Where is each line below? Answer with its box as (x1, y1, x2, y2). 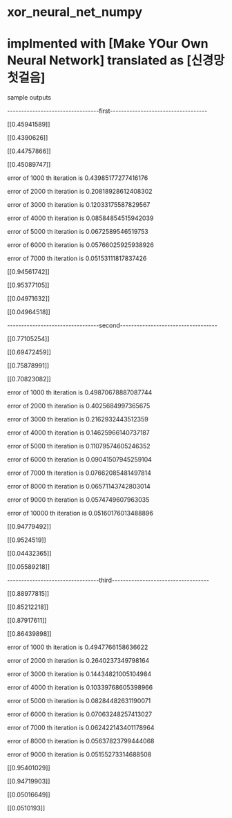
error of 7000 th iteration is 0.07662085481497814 (7, 469, 152, 478)
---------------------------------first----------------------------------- (7, 107, 208, 115)
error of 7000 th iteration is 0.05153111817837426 (7, 254, 147, 263)
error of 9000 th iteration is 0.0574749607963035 (7, 496, 150, 504)
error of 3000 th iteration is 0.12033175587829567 (7, 201, 151, 209)
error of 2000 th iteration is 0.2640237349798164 (7, 657, 150, 665)
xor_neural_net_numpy (7, 4, 143, 20)
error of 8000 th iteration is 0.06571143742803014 (7, 482, 151, 491)
